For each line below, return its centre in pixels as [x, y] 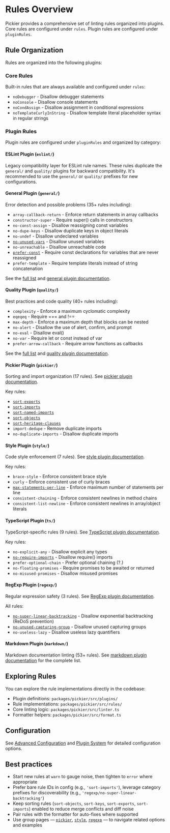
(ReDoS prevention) [33, 621]
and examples [27, 825]
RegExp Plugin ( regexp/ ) [31, 585]
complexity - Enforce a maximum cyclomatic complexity [71, 311]
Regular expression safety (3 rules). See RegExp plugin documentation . [80, 596]
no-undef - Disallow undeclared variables [55, 236]
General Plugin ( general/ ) [33, 193]
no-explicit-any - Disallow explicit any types [60, 552]
